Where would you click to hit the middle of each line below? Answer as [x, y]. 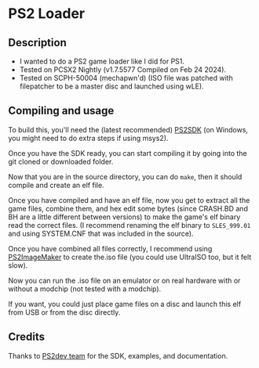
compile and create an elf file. [56, 185]
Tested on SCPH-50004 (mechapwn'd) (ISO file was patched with [126, 78]
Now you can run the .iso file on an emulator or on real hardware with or [124, 280]
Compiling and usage [61, 111]
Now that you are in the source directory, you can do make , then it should [125, 176]
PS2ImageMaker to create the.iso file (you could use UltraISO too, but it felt [130, 257]
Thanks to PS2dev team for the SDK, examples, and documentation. [118, 355]
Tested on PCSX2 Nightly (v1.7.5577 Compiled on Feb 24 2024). [122, 70]
